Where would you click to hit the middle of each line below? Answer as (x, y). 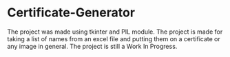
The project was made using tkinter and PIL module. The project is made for (115, 32)
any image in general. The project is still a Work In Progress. (92, 46)
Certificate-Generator (71, 13)
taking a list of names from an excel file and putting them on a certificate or (114, 38)
